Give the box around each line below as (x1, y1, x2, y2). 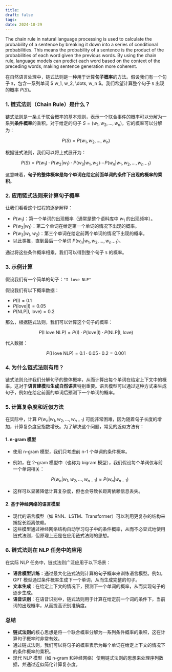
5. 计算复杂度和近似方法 (5, 403, 64, 410)
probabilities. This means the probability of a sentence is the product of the (5, 47, 164, 53)
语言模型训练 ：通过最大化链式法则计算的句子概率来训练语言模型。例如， (12, 570, 165, 576)
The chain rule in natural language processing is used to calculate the (5, 36, 152, 42)
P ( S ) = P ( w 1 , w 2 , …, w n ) (61, 137, 111, 145)
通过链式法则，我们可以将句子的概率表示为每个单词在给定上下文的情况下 (12, 642, 165, 648)
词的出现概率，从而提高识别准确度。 (12, 602, 90, 608)
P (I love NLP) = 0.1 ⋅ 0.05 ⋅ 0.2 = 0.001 (46, 350, 126, 356)
